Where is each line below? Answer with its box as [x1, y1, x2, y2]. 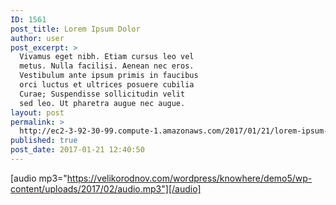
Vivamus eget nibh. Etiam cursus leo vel [19, 52, 195, 62]
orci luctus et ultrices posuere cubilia [19, 80, 195, 90]
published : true [10, 136, 78, 146]
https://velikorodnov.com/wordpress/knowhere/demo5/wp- [66, 172, 313, 184]
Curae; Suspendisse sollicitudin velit [19, 89, 186, 99]
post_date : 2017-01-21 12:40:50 [10, 145, 145, 155]
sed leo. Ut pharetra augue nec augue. [19, 98, 186, 108]
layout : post [10, 107, 65, 118]
